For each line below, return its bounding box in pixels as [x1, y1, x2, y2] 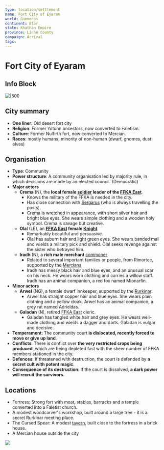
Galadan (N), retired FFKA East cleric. [19, 309, 96, 315]
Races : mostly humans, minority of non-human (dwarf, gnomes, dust [12, 136, 152, 141]
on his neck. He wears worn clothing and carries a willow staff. [26, 273, 154, 279]
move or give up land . [12, 335, 57, 341]
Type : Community [12, 168, 49, 174]
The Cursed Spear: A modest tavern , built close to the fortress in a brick [12, 420, 158, 426]
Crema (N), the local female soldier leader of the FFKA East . [19, 189, 143, 195]
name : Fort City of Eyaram [5, 12, 60, 17]
